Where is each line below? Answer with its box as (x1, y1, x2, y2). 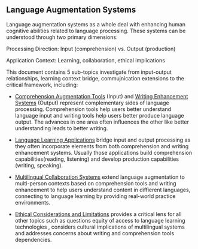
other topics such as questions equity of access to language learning (14, 217, 185, 224)
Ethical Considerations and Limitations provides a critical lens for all (14, 210, 182, 218)
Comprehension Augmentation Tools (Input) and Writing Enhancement (14, 92, 188, 100)
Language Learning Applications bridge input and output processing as (14, 136, 191, 143)
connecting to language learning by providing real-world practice (14, 192, 176, 200)
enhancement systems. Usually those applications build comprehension (14, 149, 193, 156)
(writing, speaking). (14, 161, 63, 169)
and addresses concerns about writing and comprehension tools (14, 229, 175, 236)
